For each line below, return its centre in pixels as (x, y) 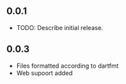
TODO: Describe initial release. (60, 27)
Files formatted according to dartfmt (67, 66)
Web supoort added (45, 73)
